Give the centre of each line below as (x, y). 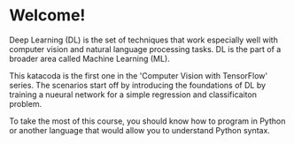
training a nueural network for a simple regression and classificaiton (133, 95)
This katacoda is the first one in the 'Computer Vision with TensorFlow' (139, 75)
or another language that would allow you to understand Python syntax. (139, 130)
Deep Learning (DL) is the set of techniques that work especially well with (144, 40)
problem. (26, 103)
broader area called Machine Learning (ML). (89, 58)
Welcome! (47, 15)
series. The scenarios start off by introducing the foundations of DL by (138, 85)
